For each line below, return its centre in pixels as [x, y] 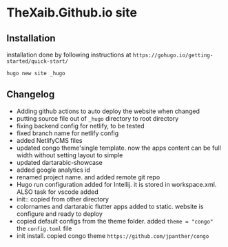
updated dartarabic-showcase [59, 162]
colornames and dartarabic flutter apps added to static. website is [110, 206]
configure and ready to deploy [59, 214]
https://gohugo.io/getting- [173, 55]
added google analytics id [53, 170]
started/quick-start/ [38, 61]
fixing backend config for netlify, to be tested [81, 126]
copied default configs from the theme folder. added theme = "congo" [115, 221]
